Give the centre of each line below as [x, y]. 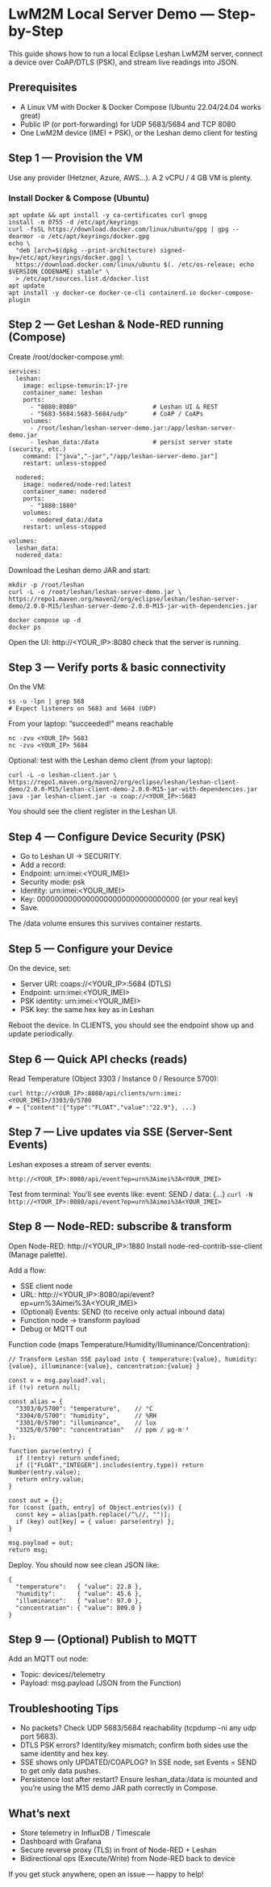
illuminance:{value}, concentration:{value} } [120, 1366]
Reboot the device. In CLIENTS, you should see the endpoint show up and [131, 1025]
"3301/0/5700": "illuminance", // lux [86, 1423]
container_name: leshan [63, 392]
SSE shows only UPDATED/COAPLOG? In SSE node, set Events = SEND [138, 1762]
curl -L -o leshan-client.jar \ [63, 776]
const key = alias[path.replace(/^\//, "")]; [94, 1514]
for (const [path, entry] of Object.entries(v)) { [95, 1507]
